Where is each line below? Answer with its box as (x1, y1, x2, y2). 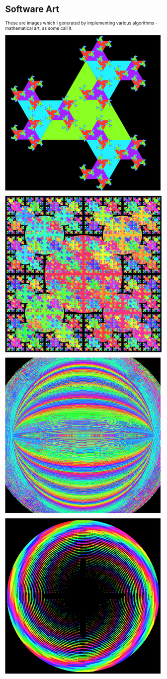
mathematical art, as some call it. (5, 25, 73, 31)
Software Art (5, 3, 60, 15)
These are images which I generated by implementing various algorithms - (5, 20, 158, 26)
